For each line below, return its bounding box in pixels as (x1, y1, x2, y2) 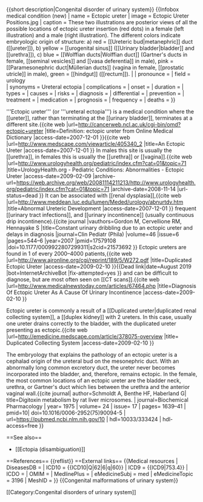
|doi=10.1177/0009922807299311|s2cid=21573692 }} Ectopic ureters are (6, 244, 187, 250)
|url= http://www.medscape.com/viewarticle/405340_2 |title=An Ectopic (6, 140, 185, 147)
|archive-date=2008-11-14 (110, 185, 176, 193)
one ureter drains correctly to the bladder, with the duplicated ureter (6, 320, 177, 327)
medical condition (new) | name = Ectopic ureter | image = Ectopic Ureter (6, 12, 190, 19)
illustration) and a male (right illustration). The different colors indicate (6, 32, 181, 39)
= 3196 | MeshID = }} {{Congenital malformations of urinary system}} (6, 477, 179, 484)
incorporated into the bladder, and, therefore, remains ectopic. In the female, (6, 371, 198, 377)
